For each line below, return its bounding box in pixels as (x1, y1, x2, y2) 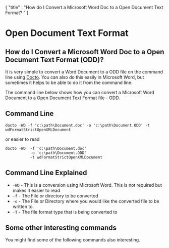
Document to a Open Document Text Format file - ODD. (5, 95, 120, 101)
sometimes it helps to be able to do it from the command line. (5, 79, 133, 86)
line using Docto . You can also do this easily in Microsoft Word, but (5, 74, 144, 80)
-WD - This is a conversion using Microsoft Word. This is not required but (12, 182, 162, 188)
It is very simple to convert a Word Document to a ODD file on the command (5, 69, 163, 75)
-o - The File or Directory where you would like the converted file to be (12, 198, 160, 204)
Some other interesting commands (5, 224, 117, 232)
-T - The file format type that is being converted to (12, 209, 118, 215)
